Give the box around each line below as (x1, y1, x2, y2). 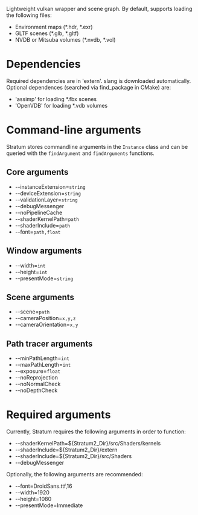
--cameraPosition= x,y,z (14, 315, 76, 322)
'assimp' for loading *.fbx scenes (14, 95, 97, 102)
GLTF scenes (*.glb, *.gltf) (14, 30, 79, 37)
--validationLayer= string (14, 196, 78, 203)
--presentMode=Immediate (14, 502, 83, 509)
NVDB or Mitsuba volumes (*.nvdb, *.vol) (14, 36, 116, 43)
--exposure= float (14, 367, 61, 375)
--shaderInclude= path (14, 221, 71, 229)
